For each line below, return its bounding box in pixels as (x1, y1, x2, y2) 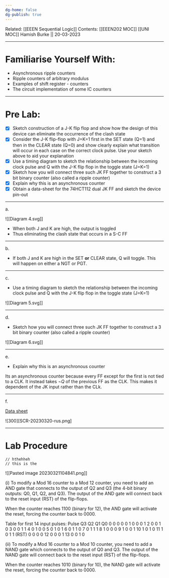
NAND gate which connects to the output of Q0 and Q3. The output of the (5, 546, 158, 552)
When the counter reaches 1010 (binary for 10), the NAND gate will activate (5, 561, 160, 567)
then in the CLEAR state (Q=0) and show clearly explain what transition (12, 142, 160, 148)
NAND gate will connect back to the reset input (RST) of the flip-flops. (5, 552, 150, 558)
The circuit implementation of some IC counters (12, 86, 112, 92)
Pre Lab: (5, 109, 41, 120)
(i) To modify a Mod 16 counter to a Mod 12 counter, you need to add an (5, 479, 154, 486)
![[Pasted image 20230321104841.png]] (5, 470, 88, 476)
